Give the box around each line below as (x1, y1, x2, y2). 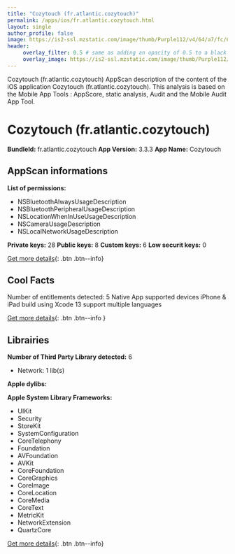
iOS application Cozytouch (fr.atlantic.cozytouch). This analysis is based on (7, 82, 225, 91)
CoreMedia (17, 496, 50, 504)
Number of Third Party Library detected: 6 (7, 353, 133, 361)
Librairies (7, 334, 50, 346)
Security (17, 414, 42, 423)
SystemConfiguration (17, 429, 79, 438)
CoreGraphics (17, 474, 58, 483)
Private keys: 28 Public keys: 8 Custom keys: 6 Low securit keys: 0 (7, 241, 206, 249)
